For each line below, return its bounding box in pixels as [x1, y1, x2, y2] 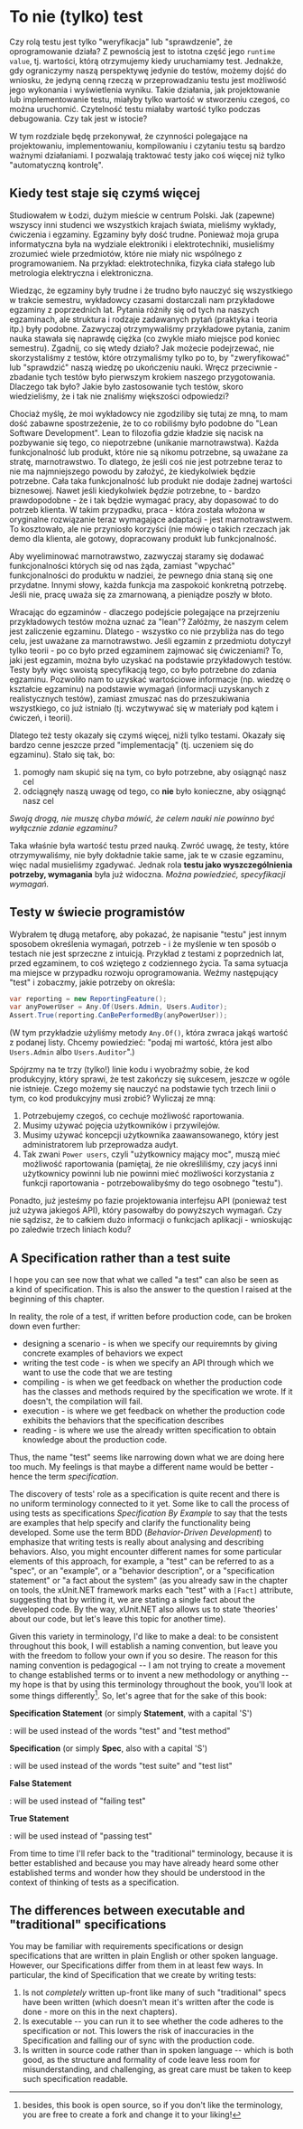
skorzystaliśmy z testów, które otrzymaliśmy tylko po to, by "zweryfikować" [9, 352, 290, 363]
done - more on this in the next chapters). [22, 2006, 178, 2018]
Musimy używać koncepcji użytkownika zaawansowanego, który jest [22, 1130, 280, 1140]
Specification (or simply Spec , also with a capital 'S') [9, 1743, 208, 1754]
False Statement [9, 1777, 72, 1788]
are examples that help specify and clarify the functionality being [9, 1518, 251, 1528]
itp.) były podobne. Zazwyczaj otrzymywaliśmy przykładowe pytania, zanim [9, 323, 290, 334]
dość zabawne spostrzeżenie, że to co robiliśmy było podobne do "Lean [9, 418, 278, 429]
